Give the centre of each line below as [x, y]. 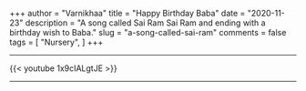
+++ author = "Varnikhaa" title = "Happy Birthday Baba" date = [127, 13]
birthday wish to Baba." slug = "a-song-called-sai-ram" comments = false [148, 32]
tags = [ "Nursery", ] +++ [56, 42]
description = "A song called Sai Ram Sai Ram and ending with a [145, 23]
